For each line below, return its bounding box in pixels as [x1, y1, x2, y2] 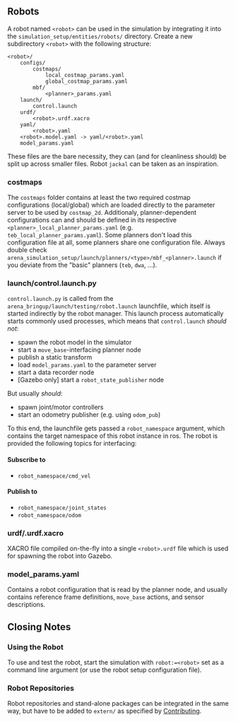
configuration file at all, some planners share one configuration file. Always [7, 238, 225, 247]
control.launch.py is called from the [7, 295, 114, 303]
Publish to [7, 487, 37, 496]
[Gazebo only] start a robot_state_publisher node [17, 376, 165, 384]
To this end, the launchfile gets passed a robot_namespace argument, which [7, 424, 225, 433]
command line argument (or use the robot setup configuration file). [7, 665, 202, 674]
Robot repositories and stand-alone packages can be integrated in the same [7, 699, 229, 708]
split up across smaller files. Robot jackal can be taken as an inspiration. [7, 159, 219, 168]
